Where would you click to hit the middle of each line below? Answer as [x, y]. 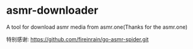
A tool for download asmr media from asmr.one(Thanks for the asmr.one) [97, 27]
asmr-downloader [52, 10]
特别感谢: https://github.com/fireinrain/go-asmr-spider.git [78, 39]
